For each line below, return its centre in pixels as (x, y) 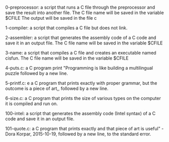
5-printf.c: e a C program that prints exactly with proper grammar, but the (81, 83)
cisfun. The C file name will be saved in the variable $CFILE (67, 58)
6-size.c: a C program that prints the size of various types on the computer (83, 98)
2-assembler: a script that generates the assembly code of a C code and (81, 38)
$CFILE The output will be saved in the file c (51, 18)
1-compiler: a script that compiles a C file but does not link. (66, 28)
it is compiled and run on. (32, 104)
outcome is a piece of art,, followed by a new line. (57, 88)
